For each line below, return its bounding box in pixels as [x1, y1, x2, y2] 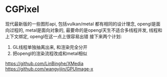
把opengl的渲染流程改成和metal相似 [12, 50, 87, 56]
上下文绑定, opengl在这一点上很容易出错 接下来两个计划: [5, 33, 122, 39]
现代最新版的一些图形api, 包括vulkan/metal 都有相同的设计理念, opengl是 [5, 21, 156, 27]
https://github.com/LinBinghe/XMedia [5, 60, 84, 66]
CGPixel [5, 4, 39, 15]
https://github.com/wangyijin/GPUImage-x [5, 65, 93, 71]
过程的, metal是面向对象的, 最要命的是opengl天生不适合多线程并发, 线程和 [9, 27, 162, 33]
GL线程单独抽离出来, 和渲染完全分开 [12, 44, 88, 50]
